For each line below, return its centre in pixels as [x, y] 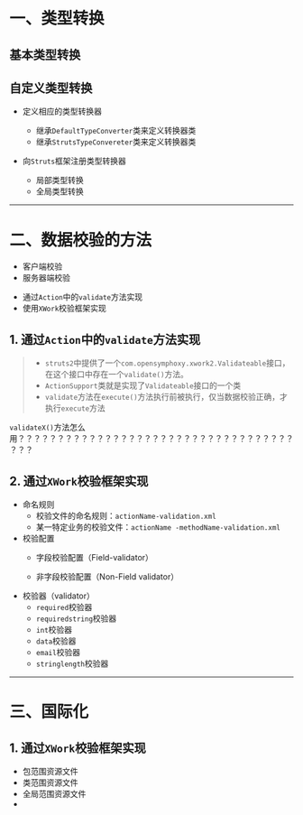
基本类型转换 [45, 55]
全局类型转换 [60, 191]
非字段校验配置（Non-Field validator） [107, 576]
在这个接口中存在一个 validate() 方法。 [117, 375]
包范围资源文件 [50, 771]
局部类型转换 [60, 181]
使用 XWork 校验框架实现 [64, 309]
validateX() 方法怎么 [47, 427]
